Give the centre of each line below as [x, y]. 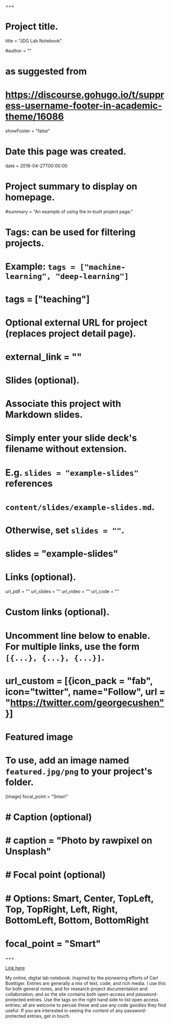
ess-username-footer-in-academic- [84, 106]
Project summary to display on [71, 186]
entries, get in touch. [48, 1016]
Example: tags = [40, 267]
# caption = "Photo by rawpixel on [79, 841]
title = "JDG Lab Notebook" [34, 41]
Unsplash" [28, 851]
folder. [20, 782]
